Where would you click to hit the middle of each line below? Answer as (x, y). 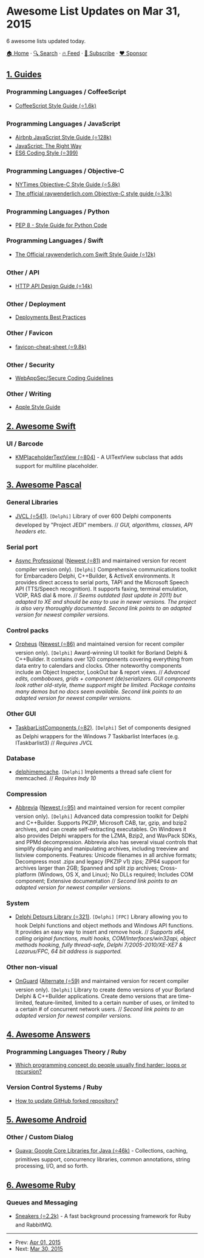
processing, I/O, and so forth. (52, 1166)
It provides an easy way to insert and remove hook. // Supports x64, (100, 932)
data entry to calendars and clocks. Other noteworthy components (98, 666)
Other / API (23, 272)
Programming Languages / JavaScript (63, 124)
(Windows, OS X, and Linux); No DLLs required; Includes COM (115, 875)
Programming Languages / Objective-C (65, 170)
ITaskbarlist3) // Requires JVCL (54, 743)
